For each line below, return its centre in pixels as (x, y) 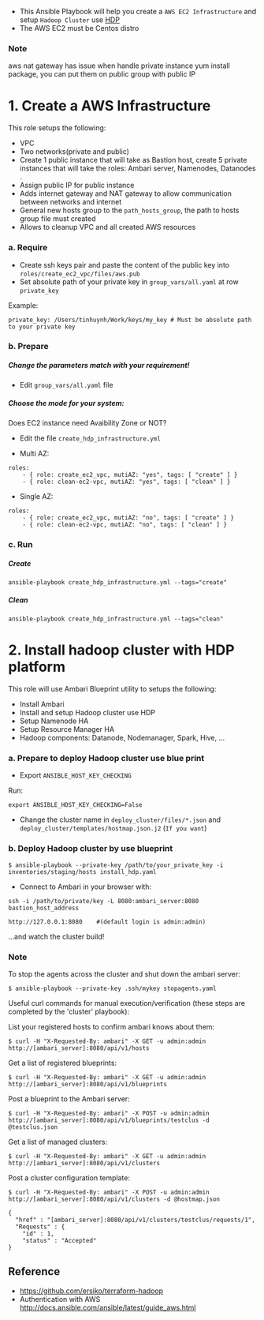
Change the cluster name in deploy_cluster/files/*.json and (120, 819)
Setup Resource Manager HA (67, 729)
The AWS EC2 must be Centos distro (79, 28)
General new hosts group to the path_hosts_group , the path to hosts (129, 210)
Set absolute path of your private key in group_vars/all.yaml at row (129, 281)
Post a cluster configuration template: (69, 1178)
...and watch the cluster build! (56, 936)
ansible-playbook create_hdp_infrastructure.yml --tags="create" (117, 583)
